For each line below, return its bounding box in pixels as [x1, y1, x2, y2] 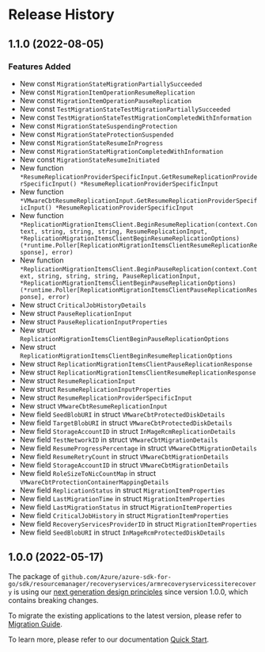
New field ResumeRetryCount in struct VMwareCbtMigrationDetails [19, 451, 229, 461]
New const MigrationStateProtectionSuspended [19, 129, 174, 139]
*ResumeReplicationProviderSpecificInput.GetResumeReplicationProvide [19, 173, 258, 181]
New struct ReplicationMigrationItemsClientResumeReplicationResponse [19, 367, 256, 377]
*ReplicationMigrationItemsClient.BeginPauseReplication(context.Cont [19, 265, 258, 273]
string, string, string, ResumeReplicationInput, [40, 228, 208, 236]
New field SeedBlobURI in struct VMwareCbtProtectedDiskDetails [19, 409, 225, 419]
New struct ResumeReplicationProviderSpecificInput [19, 393, 192, 402]
